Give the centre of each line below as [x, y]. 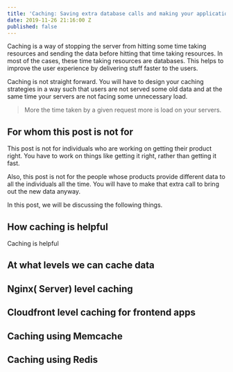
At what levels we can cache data [81, 265]
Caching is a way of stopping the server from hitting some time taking [107, 46]
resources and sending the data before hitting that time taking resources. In [115, 53]
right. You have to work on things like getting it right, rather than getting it [112, 156]
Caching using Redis [53, 359]
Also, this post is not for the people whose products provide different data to [116, 177]
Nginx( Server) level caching [70, 289]
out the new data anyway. [44, 192]
